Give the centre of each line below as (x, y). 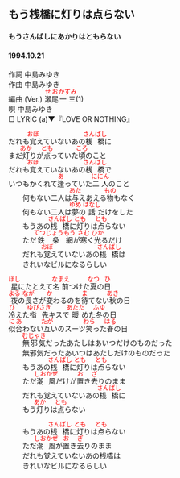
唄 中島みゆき (31, 109)
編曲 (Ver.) (25, 99)
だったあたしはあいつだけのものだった (109, 343)
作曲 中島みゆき (34, 85)
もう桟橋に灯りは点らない (72, 15)
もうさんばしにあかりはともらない (65, 36)
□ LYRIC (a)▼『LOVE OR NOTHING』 (71, 119)
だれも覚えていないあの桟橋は (72, 456)
